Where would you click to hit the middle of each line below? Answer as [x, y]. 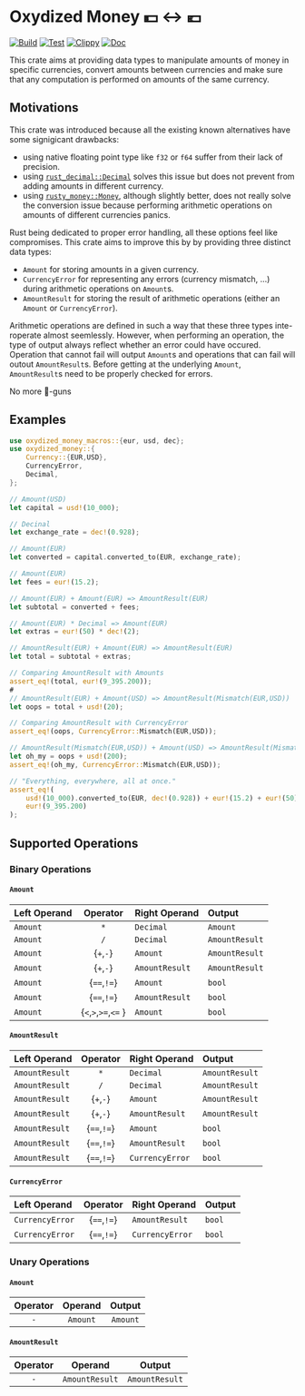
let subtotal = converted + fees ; [75, 607]
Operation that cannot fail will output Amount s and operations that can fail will [152, 354]
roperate [25, 335]
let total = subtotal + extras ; [70, 657]
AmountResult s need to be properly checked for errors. [111, 373]
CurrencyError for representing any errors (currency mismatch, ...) [146, 279]
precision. [41, 166]
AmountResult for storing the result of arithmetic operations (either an [151, 298]
